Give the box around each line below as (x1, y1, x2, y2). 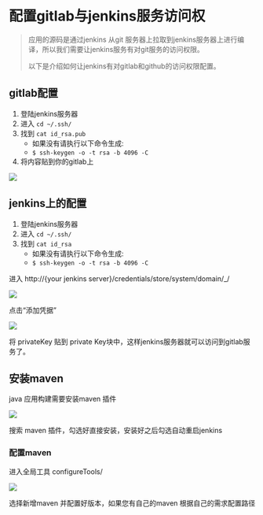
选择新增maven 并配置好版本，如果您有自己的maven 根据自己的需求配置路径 (9, 498, 256, 508)
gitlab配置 (9, 87, 58, 100)
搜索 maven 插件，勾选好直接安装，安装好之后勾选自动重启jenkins (9, 426, 223, 435)
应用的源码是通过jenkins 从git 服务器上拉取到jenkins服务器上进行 (27, 35, 238, 44)
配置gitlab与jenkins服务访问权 (9, 7, 206, 25)
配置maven (9, 447, 52, 458)
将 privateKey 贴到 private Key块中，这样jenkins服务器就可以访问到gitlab (9, 336, 244, 346)
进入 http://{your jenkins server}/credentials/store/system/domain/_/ (9, 273, 230, 283)
